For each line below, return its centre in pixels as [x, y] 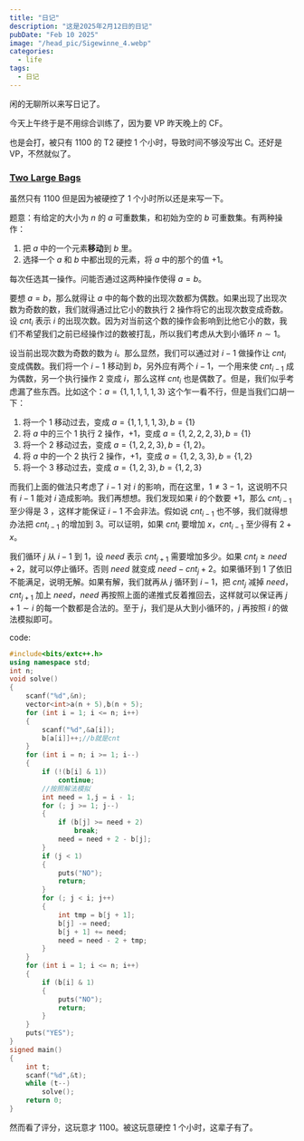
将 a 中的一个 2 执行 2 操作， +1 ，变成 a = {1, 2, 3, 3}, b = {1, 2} [138, 456]
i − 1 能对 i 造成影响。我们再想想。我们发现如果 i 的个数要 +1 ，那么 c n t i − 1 [156, 499]
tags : [19, 69]
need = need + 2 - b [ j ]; [104, 839]
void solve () [34, 679]
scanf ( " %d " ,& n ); [57, 696]
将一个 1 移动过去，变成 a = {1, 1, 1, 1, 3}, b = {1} [109, 422]
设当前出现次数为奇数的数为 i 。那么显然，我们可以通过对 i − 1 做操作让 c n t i [148, 354]
